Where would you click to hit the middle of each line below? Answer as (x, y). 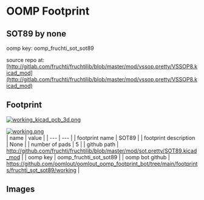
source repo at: (25, 60)
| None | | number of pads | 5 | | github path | (63, 144)
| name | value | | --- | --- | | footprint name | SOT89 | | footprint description (101, 137)
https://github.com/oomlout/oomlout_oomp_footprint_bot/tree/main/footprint (102, 164)
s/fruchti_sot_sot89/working (42, 170)
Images (21, 189)
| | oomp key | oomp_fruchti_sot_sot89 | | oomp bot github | (96, 157)
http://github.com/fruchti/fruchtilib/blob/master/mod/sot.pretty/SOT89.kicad (102, 151)
